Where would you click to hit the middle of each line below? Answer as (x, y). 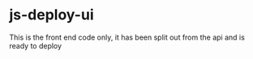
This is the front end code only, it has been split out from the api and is (127, 37)
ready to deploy (36, 45)
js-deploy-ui (51, 15)
